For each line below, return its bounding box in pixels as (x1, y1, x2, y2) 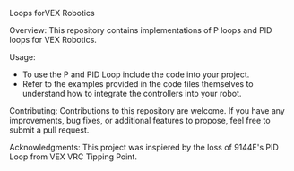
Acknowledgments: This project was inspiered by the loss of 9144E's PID (9, 142, 280, 152)
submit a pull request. (9, 124, 90, 135)
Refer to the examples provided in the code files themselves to (22, 79, 254, 89)
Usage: (9, 52, 36, 62)
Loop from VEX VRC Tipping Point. (9, 151, 137, 162)
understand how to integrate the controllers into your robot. (22, 89, 242, 98)
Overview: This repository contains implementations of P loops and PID (9, 25, 272, 35)
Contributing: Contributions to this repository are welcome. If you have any (9, 106, 285, 115)
